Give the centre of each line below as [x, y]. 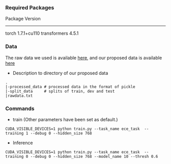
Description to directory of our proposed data [60, 73]
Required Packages [30, 8]
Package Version [23, 19]
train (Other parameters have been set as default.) [65, 119]
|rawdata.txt [19, 96]
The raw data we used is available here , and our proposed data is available [84, 58]
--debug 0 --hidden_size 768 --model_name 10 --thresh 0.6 [94, 156]
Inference [23, 143]
